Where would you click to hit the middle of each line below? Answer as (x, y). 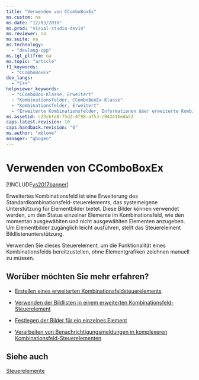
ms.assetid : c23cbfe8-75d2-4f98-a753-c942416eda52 (70, 116)
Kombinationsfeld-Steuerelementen (58, 338)
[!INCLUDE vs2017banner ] (38, 184)
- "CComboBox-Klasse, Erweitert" (53, 94)
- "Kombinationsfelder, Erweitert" (55, 105)
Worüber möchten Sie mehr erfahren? (78, 277)
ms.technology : (25, 45)
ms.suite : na (22, 39)
